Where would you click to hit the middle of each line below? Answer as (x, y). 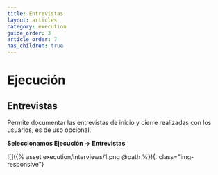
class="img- (176, 157)
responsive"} (26, 164)
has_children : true (35, 46)
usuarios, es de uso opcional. (49, 130)
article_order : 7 (32, 40)
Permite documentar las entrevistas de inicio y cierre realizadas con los (109, 123)
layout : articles (32, 20)
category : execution (37, 26)
